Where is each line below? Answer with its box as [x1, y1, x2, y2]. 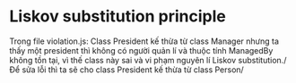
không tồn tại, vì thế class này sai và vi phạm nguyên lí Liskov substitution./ [9, 54, 287, 65]
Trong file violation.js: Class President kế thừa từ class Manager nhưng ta [9, 36, 280, 46]
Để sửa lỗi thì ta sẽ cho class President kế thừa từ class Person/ [9, 64, 244, 75]
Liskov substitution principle [9, 6, 227, 27]
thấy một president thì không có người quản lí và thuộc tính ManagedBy [9, 45, 274, 55]
